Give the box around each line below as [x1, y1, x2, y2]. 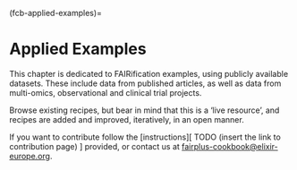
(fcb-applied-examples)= [9, 8, 103, 18]
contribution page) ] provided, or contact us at [9, 140, 181, 151]
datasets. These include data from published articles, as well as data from [9, 78, 282, 89]
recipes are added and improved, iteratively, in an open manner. [9, 114, 244, 124]
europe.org [9, 150, 51, 161]
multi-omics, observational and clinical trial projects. [9, 87, 202, 98]
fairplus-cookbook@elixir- [182, 140, 279, 151]
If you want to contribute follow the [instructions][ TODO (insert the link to [9, 132, 282, 142]
